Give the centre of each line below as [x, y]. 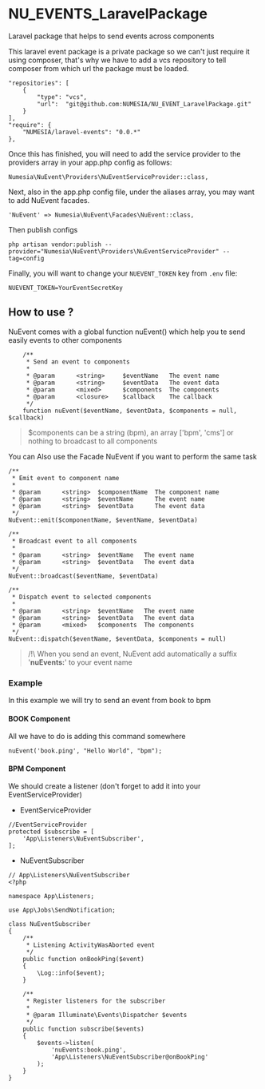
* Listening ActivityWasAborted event [91, 945]
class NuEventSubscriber [49, 924]
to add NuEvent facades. [49, 200]
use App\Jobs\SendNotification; [62, 910]
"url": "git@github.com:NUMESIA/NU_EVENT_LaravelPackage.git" [144, 104]
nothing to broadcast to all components [93, 441]
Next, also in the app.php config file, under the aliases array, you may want [132, 192]
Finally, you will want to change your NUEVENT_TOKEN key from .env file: [123, 273]
